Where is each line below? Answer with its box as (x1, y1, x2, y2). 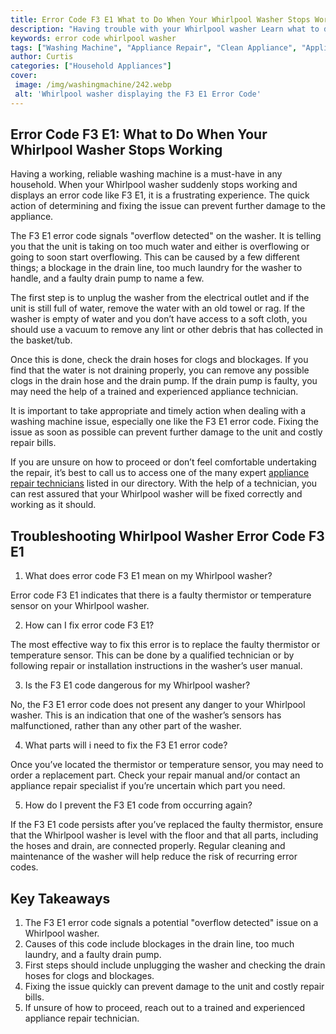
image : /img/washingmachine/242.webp (14, 80, 172, 90)
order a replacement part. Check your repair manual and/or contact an (10, 769, 301, 781)
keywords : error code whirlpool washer (10, 33, 177, 43)
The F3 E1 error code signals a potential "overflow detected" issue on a (24, 917, 319, 929)
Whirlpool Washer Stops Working (10, 142, 223, 159)
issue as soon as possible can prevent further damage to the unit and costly (10, 426, 323, 438)
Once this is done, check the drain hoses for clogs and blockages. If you (10, 354, 309, 366)
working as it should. (10, 499, 97, 511)
